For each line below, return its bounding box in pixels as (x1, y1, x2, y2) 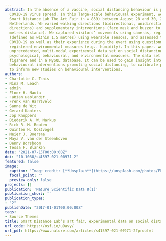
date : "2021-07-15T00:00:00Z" (5, 150, 68, 155)
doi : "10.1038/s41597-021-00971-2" (5, 154, 79, 159)
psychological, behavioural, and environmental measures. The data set (9, 53, 161, 58)
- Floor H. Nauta (5, 90, 41, 95)
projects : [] (5, 182, 32, 187)
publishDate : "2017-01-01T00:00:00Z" (5, 205, 83, 210)
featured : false (5, 159, 39, 164)
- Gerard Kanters (5, 108, 41, 114)
